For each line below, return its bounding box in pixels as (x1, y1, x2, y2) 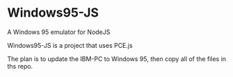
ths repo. (7, 62, 33, 70)
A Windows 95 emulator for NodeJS (7, 28, 111, 36)
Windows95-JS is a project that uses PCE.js (7, 41, 134, 49)
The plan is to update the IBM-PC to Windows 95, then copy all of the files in (7, 54, 227, 63)
